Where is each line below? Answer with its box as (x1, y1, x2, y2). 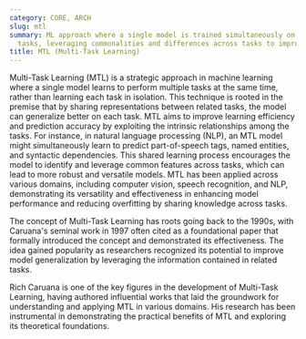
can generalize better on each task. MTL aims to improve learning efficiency (9, 111, 296, 122)
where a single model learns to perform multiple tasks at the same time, (9, 82, 279, 93)
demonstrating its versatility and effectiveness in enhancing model (9, 189, 260, 200)
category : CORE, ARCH (9, 13, 92, 23)
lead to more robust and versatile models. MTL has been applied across (9, 169, 279, 180)
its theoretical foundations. (9, 321, 110, 332)
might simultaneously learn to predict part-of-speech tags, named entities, (9, 140, 290, 151)
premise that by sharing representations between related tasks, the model (9, 101, 287, 112)
